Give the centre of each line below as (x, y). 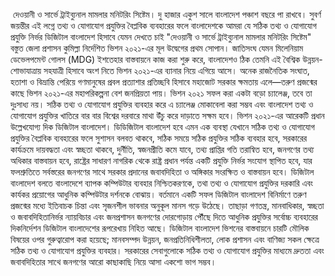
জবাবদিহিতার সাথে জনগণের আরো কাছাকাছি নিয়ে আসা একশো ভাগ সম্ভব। (113, 262)
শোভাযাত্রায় (26, 70)
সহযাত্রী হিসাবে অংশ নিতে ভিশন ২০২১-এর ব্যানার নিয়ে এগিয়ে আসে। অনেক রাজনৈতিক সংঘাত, (176, 70)
